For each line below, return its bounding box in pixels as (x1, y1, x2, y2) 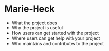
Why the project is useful (11, 25, 63, 30)
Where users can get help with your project (11, 35, 100, 41)
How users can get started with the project (11, 30, 99, 36)
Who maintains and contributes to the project (11, 40, 104, 46)
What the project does (11, 20, 57, 25)
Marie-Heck (4, 3, 55, 15)
